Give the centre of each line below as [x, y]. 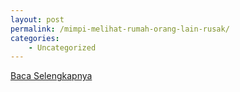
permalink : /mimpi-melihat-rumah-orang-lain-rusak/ [120, 29]
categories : [35, 38]
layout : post [37, 19]
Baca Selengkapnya [51, 76]
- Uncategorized [62, 47]
